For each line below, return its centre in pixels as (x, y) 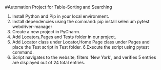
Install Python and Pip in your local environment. (61, 16)
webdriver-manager (32, 27)
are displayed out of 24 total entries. (49, 63)
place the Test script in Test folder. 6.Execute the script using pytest (80, 47)
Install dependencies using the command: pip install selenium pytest (81, 21)
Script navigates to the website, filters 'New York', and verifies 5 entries (84, 57)
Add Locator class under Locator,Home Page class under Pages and (81, 42)
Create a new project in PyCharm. (46, 32)
